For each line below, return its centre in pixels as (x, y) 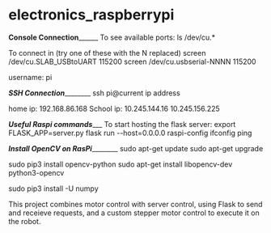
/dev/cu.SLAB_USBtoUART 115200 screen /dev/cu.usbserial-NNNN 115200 (132, 61)
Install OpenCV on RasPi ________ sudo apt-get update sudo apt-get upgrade (136, 148)
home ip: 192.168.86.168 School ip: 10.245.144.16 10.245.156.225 (114, 108)
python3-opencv (36, 172)
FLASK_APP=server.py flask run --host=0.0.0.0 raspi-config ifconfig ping (130, 133)
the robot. (25, 221)
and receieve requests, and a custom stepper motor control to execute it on (134, 213)
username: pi (30, 77)
